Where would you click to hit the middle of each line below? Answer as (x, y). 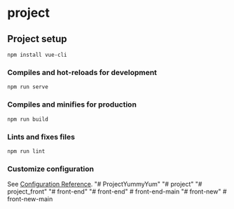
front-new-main (30, 199)
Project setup (37, 39)
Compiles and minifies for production (72, 104)
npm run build (28, 119)
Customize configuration (51, 168)
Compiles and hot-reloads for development (82, 72)
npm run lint (26, 151)
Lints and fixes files (41, 137)
